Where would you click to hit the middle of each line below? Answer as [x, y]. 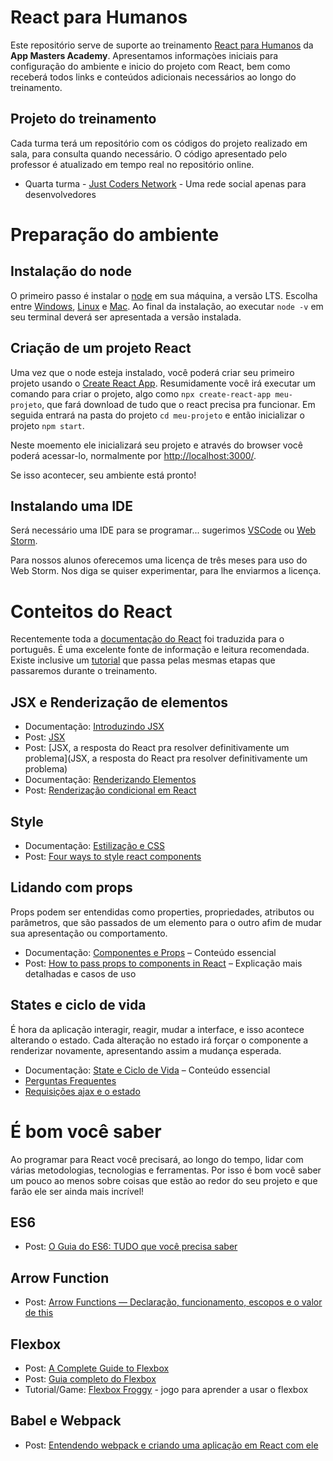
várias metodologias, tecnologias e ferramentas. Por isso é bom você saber [166, 1170]
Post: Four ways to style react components [113, 856]
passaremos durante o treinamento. [84, 671]
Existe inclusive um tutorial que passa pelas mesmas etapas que [143, 660]
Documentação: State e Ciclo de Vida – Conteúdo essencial [147, 1070]
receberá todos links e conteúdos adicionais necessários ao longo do [153, 77]
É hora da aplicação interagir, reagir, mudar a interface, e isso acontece [157, 1029]
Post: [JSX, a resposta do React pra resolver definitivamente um [157, 748]
